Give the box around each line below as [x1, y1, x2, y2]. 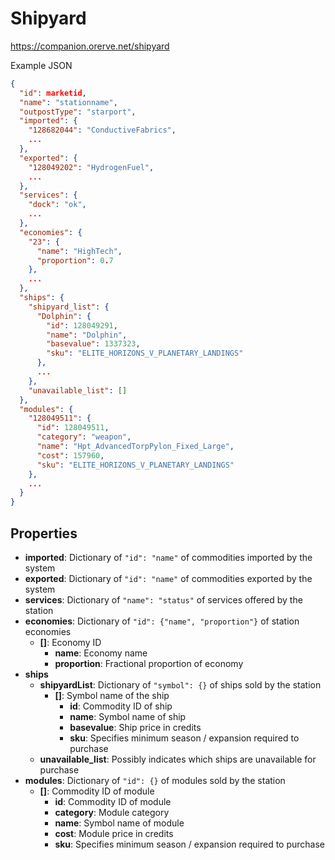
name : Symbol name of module [54, 817, 185, 829]
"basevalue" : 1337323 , [46, 339, 141, 349]
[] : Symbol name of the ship [54, 690, 170, 701]
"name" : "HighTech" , [36, 246, 123, 256]
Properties [10, 525, 78, 542]
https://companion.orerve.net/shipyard [10, 40, 170, 52]
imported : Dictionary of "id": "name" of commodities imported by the [24, 552, 313, 563]
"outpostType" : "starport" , [19, 107, 137, 117]
